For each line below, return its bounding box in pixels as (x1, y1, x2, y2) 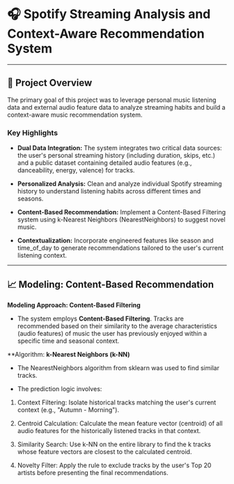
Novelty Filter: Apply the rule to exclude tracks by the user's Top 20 (17, 461, 212, 469)
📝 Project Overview (7, 77, 93, 89)
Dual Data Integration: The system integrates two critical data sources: (17, 144, 222, 152)
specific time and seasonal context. (17, 337, 120, 345)
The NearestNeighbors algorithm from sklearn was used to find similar (17, 363, 219, 372)
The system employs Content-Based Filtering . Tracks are (17, 314, 185, 323)
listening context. (17, 251, 68, 260)
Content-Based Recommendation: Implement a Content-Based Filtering (17, 208, 226, 217)
